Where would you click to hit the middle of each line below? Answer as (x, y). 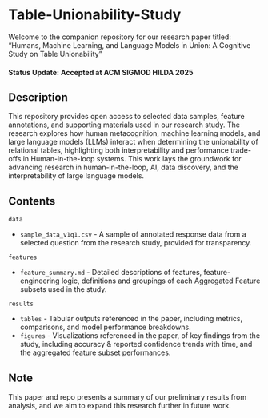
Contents (32, 201)
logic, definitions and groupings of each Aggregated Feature (161, 281)
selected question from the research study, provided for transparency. (136, 243)
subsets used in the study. (63, 289)
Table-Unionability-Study (95, 15)
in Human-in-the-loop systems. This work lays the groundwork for (132, 159)
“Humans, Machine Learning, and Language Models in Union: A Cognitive (130, 45)
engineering (40, 281)
